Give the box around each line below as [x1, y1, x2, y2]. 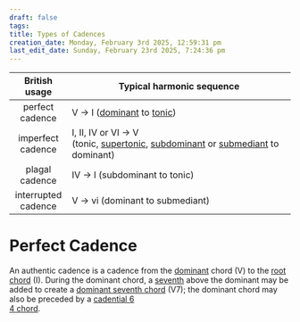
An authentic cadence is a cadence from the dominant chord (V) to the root [9, 265, 287, 277]
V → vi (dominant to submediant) [71, 194, 210, 207]
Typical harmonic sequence [118, 80, 240, 93]
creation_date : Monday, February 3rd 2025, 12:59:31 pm [9, 37, 221, 47]
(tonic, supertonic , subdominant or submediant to [71, 137, 279, 150]
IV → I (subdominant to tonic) [71, 169, 195, 181]
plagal [25, 163, 52, 176]
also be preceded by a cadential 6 [9, 293, 135, 304]
